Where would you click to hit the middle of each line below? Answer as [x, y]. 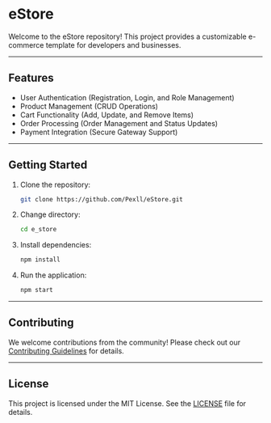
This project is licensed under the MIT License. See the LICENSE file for [127, 403]
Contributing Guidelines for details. [67, 351]
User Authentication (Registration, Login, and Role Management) [127, 97]
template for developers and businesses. [113, 44]
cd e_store [38, 230]
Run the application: [53, 275]
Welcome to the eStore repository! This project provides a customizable [128, 36]
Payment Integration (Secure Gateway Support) [99, 132]
